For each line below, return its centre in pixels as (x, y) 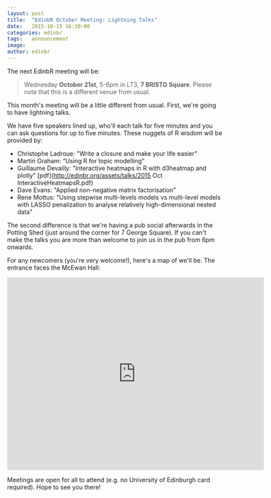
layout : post (26, 13)
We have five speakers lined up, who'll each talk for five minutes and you (110, 126)
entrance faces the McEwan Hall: (54, 268)
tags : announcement (38, 39)
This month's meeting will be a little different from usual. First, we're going (112, 105)
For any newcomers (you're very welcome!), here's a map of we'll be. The (111, 260)
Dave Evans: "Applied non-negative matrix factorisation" (96, 190)
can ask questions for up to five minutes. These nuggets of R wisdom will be (115, 133)
